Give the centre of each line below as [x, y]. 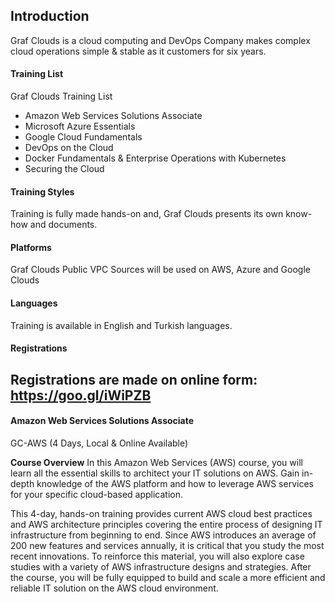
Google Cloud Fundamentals [83, 137]
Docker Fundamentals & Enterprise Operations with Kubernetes [155, 158]
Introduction [50, 16]
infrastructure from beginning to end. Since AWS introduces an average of [163, 535]
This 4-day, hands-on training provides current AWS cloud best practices [161, 513]
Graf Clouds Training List [61, 96]
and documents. [63, 225]
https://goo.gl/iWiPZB [81, 395]
